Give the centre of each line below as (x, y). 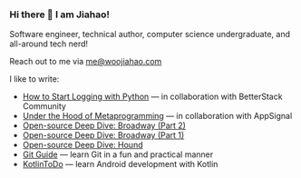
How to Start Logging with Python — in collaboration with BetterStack (152, 97)
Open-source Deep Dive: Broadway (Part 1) (103, 135)
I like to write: (34, 79)
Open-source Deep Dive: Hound (83, 145)
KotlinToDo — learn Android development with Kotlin (120, 164)
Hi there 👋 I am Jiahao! (60, 15)
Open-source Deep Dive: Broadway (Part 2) (104, 125)
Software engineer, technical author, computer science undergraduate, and (150, 35)
